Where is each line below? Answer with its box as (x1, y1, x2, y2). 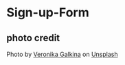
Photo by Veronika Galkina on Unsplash (6, 50, 118, 58)
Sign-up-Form (6, 5, 90, 21)
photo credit (6, 32, 60, 44)
